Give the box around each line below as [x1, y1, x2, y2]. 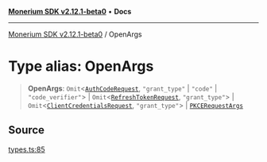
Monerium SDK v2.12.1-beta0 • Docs [8, 7, 132, 16]
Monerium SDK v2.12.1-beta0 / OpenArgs [8, 29, 142, 39]
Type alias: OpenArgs [8, 57, 154, 75]
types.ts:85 [8, 145, 45, 154]
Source [8, 123, 45, 137]
